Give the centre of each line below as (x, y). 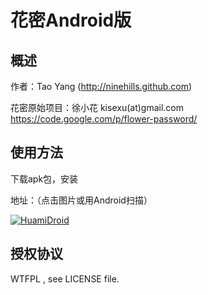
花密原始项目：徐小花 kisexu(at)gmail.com (97, 107)
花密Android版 (71, 20)
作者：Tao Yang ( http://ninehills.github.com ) (101, 86)
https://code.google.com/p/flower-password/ (104, 119)
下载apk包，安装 (44, 178)
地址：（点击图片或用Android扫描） (81, 200)
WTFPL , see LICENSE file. (65, 278)
